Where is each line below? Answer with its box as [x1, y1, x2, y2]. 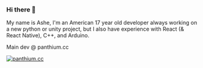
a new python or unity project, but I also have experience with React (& [6, 25, 184, 32]
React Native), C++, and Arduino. [6, 32, 90, 39]
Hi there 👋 [6, 5, 37, 14]
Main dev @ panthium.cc [6, 43, 69, 51]
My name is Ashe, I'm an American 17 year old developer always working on [6, 19, 198, 26]
